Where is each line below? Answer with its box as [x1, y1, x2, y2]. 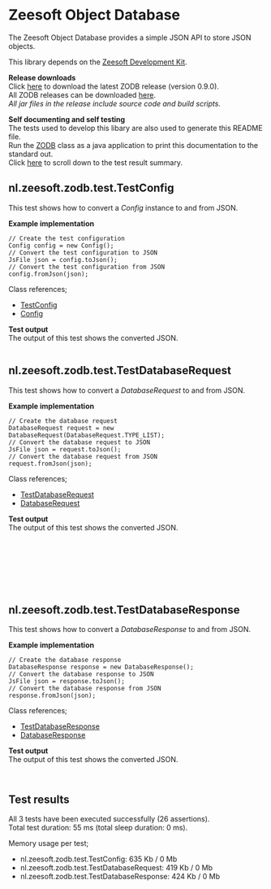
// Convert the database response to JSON [8, 670, 154, 678]
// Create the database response [8, 656, 122, 665]
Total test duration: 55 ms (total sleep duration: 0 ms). [8, 823, 188, 833]
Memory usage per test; [8, 839, 89, 848]
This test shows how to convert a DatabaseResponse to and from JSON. [8, 625, 252, 634]
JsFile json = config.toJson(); [8, 255, 118, 264]
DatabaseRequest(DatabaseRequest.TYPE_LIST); [8, 431, 165, 439]
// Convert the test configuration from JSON [8, 263, 165, 271]
